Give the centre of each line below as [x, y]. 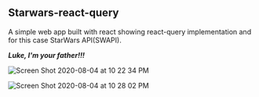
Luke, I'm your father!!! [46, 55]
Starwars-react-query [64, 13]
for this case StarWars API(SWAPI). [65, 40]
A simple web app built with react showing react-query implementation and [130, 31]
